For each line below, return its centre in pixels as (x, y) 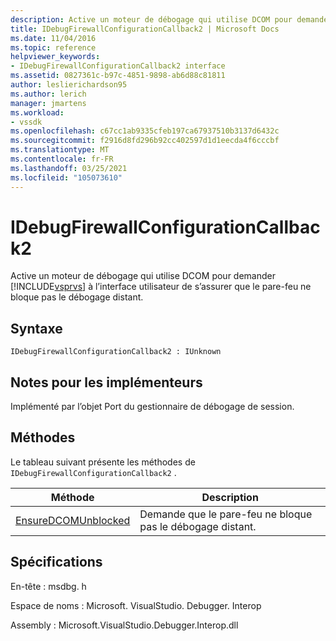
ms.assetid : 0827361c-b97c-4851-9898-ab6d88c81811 (118, 76)
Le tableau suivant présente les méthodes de (103, 462)
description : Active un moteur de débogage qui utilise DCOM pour (151, 19)
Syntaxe (36, 328)
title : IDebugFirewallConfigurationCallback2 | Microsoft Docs (145, 29)
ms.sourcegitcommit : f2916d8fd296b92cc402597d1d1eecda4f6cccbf (145, 141)
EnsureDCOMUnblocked (73, 520)
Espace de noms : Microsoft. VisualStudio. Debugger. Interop (136, 605)
